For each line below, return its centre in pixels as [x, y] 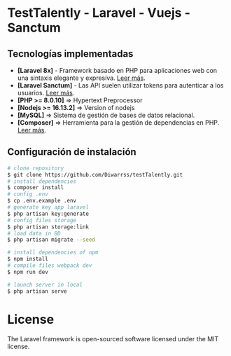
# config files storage [42, 220]
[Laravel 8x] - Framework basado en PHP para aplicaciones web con [117, 70]
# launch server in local [45, 285]
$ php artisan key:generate [48, 214]
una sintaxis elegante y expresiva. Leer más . [81, 78]
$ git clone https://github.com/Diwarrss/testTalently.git [95, 174]
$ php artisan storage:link [48, 227]
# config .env [28, 194]
